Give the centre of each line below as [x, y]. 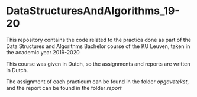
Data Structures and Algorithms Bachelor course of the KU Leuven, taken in [98, 46]
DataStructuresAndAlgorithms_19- [93, 11]
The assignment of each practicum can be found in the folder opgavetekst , [98, 82]
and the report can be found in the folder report [64, 88]
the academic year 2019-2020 [43, 52]
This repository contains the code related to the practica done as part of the [98, 40]
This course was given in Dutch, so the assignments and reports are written [98, 64]
